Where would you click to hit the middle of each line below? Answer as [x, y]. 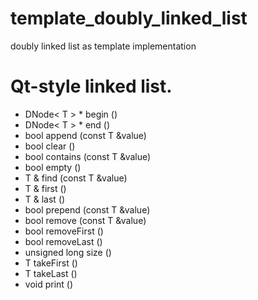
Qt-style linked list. [91, 86]
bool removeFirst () [64, 231]
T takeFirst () [51, 263]
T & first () [45, 188]
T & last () [45, 199]
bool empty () [53, 167]
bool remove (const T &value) [85, 220]
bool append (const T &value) [85, 135]
